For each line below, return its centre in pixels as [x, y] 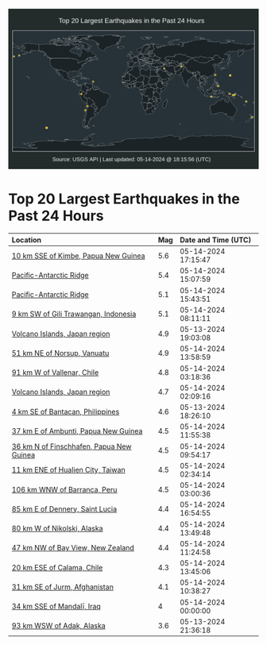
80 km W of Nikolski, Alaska [57, 528]
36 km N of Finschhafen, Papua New [72, 446]
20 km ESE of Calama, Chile [57, 567]
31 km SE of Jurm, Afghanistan [62, 587]
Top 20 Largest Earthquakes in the [124, 199]
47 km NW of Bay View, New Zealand [73, 548]
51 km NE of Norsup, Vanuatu [60, 353]
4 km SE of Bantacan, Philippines [66, 411]
